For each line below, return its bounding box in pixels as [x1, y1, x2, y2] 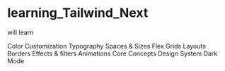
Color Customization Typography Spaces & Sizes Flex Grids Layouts [7, 41, 207, 50]
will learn [7, 28, 34, 37]
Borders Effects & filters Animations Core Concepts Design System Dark [7, 49, 218, 58]
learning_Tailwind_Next [7, 5, 149, 21]
